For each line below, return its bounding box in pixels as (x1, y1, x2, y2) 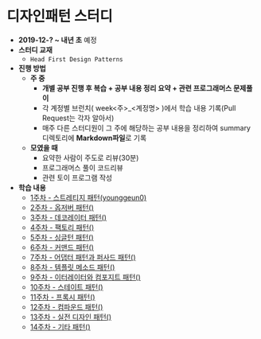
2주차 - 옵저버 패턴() (29, 202, 94, 212)
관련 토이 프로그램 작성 (41, 173, 113, 182)
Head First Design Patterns (29, 55, 123, 64)
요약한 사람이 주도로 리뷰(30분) (41, 153, 139, 162)
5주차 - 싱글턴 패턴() (29, 232, 94, 242)
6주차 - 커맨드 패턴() (29, 242, 94, 251)
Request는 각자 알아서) (41, 113, 115, 123)
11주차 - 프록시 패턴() (29, 292, 95, 302)
